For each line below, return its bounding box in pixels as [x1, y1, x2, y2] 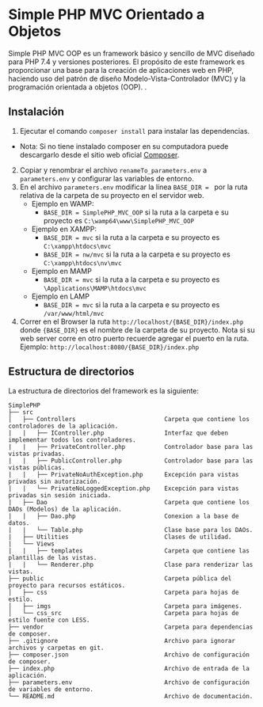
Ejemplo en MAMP [31, 266, 93, 276]
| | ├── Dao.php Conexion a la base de [8, 512, 239, 520]
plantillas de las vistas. [8, 553, 97, 561]
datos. [8, 519, 30, 527]
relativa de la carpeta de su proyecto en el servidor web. [19, 190, 204, 200]
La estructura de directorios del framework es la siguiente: [8, 386, 200, 395]
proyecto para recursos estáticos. [8, 581, 126, 589]
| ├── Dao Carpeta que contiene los [8, 498, 250, 506]
